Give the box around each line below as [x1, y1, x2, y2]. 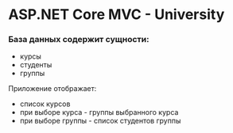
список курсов [19, 99, 71, 108]
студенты [19, 60, 52, 70]
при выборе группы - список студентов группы [19, 116, 181, 126]
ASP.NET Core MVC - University [8, 6, 225, 24]
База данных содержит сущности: [8, 34, 150, 45]
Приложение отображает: [8, 84, 97, 93]
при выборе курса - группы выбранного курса [19, 108, 179, 117]
